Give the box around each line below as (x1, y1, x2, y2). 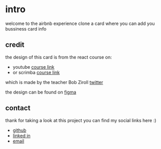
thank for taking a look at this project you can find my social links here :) (5, 117, 156, 123)
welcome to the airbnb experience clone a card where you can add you (5, 20, 155, 26)
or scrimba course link (12, 69, 60, 75)
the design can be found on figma (5, 89, 76, 95)
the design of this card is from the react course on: (5, 54, 112, 60)
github (12, 127, 26, 133)
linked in (12, 132, 31, 138)
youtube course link (12, 64, 55, 70)
